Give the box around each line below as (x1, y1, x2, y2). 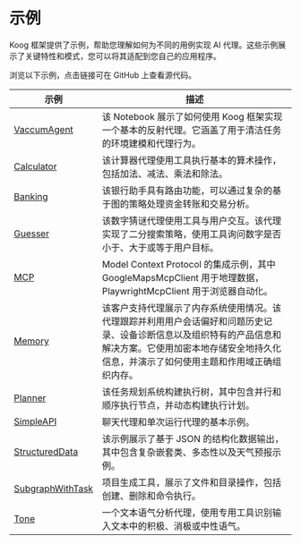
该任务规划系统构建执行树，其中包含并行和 (101, 386, 282, 398)
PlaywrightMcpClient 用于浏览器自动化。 (101, 285, 273, 297)
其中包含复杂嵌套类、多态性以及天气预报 (101, 446, 273, 458)
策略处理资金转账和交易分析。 (128, 198, 255, 210)
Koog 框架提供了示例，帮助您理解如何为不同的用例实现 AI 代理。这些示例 (9, 39, 279, 50)
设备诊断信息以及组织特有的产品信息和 (119, 328, 282, 341)
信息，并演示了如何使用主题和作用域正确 (101, 355, 273, 368)
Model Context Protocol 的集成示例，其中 (101, 258, 276, 270)
